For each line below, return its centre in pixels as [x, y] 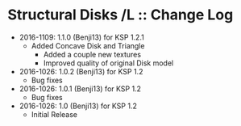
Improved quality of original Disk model [108, 63]
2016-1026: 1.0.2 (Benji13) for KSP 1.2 [81, 71]
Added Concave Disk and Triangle [88, 45]
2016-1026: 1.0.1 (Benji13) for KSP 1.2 [80, 88]
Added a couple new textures [92, 54]
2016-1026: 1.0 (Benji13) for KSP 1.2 [78, 106]
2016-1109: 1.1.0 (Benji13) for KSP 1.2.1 [81, 37]
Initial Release [54, 114]
